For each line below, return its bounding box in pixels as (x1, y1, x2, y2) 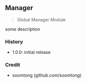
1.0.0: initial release (12, 50, 51, 55)
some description (5, 26, 41, 32)
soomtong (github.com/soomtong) (12, 72, 82, 78)
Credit (5, 62, 21, 68)
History (5, 38, 23, 45)
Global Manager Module (17, 17, 66, 22)
